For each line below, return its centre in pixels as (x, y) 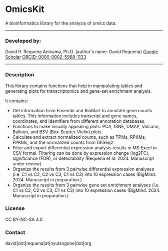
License (15, 208)
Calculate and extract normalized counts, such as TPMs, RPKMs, (79, 137)
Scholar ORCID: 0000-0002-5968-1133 (46, 57)
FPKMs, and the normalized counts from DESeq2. (63, 142)
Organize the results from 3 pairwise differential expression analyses (83, 169)
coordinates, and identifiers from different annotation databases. (79, 121)
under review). (27, 163)
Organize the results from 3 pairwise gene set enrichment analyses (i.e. (86, 185)
